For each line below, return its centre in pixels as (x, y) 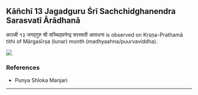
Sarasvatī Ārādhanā (43, 21)
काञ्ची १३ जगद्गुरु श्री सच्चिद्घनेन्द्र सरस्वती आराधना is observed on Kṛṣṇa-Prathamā (95, 35)
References (23, 67)
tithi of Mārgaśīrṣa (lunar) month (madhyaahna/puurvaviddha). (82, 41)
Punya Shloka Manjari (41, 80)
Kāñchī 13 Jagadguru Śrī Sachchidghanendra (91, 11)
